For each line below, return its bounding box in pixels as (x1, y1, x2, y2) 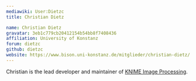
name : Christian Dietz (6, 25, 62, 31)
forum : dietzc (6, 41, 41, 47)
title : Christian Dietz (6, 14, 65, 20)
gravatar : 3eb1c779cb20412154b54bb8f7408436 (6, 30, 117, 36)
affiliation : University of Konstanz (6, 36, 99, 42)
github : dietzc (6, 46, 43, 53)
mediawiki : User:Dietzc (6, 8, 65, 15)
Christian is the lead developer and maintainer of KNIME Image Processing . (6, 68, 188, 75)
